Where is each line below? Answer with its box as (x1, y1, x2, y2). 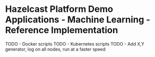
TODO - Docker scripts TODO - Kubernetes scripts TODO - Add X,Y (5, 41, 144, 47)
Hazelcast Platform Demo (5, 3, 113, 15)
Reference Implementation (5, 25, 118, 36)
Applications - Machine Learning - (5, 14, 150, 25)
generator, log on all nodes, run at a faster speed (5, 46, 106, 52)
